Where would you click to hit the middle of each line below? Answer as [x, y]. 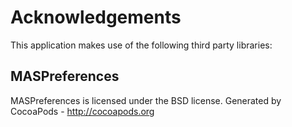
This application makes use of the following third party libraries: [141, 45]
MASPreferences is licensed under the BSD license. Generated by [146, 100]
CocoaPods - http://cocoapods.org [82, 111]
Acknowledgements [96, 17]
